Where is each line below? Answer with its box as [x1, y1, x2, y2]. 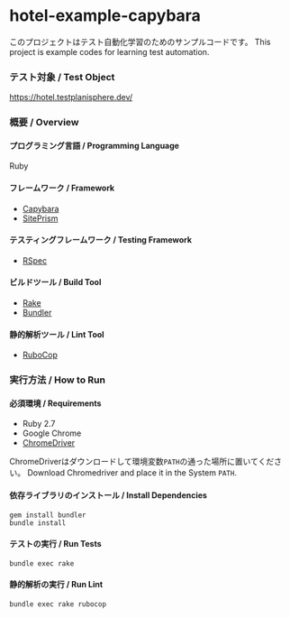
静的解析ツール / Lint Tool [9, 328, 105, 339]
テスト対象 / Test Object [9, 70, 115, 83]
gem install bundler [9, 511, 87, 520]
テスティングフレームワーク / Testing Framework [9, 235, 192, 245]
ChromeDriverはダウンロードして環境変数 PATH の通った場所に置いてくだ [9, 457, 275, 467]
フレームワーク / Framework [9, 182, 115, 193]
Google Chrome [22, 428, 82, 438]
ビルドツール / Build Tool [9, 277, 102, 288]
